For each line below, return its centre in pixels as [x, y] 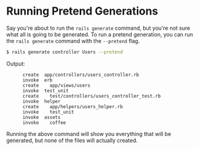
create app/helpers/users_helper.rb [72, 107]
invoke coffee [44, 123]
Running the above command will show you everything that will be [89, 134]
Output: [16, 63]
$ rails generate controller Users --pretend [64, 52]
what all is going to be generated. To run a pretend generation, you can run [100, 34]
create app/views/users [56, 85]
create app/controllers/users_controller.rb [80, 75]
